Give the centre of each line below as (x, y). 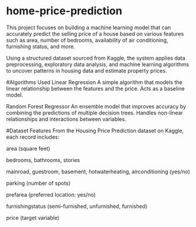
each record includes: (33, 137)
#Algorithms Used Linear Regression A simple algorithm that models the (94, 82)
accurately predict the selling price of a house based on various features (95, 33)
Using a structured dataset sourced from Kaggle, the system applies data (96, 58)
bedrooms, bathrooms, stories (43, 160)
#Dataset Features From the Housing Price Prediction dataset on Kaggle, (95, 130)
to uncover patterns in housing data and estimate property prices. (87, 70)
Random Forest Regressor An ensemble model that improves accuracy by (96, 106)
